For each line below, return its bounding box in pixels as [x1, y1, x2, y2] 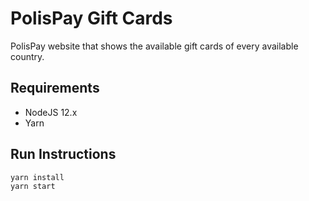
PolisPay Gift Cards [10, 7, 173, 30]
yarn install [10, 172, 65, 182]
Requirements [10, 80, 100, 97]
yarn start [10, 182, 56, 192]
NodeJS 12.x [24, 106, 78, 118]
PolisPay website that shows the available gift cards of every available [10, 40, 299, 52]
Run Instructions [10, 146, 117, 163]
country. [10, 50, 45, 62]
